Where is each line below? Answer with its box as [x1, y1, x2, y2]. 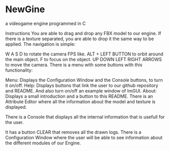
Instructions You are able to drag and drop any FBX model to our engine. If [5, 30, 161, 36]
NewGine [5, 4, 45, 15]
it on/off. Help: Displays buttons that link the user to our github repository [5, 82, 159, 88]
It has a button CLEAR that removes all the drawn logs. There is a [5, 129, 141, 135]
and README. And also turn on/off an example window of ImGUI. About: [5, 87, 157, 94]
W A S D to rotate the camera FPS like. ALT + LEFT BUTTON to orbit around [5, 51, 164, 57]
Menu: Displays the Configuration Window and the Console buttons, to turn [5, 77, 163, 83]
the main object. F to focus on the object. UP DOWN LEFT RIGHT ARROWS [5, 56, 162, 62]
